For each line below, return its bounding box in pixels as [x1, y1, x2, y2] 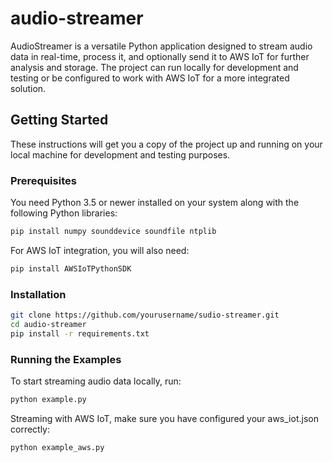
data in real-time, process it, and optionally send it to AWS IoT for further [10, 50, 310, 62]
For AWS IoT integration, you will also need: [10, 244, 190, 256]
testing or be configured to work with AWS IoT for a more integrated [10, 72, 290, 84]
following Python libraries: [10, 207, 118, 219]
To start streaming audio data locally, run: [10, 375, 182, 387]
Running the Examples [10, 352, 122, 366]
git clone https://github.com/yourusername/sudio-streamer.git [10, 310, 280, 321]
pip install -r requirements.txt [10, 328, 150, 339]
